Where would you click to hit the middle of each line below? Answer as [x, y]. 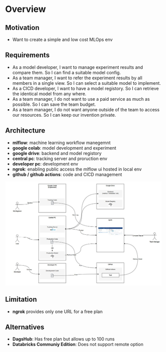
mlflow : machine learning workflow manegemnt [61, 143]
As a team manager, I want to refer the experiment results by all [77, 78]
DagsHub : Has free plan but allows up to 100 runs [63, 339]
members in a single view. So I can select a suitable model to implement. [86, 83]
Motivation [22, 28]
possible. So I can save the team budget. [54, 104]
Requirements [27, 55]
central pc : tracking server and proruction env [60, 159]
